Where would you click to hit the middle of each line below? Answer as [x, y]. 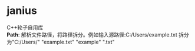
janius [22, 11]
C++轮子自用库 [25, 27]
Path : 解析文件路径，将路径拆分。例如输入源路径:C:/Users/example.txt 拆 [95, 34]
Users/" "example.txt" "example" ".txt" [68, 42]
